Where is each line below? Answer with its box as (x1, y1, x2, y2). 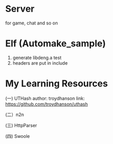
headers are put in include (12, 60, 68, 66)
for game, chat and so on (5, 20, 58, 26)
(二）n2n (5, 111, 24, 118)
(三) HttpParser (5, 122, 37, 128)
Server (5, 3, 35, 15)
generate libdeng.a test (12, 54, 62, 61)
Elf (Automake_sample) (5, 38, 106, 49)
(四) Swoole (5, 133, 30, 139)
